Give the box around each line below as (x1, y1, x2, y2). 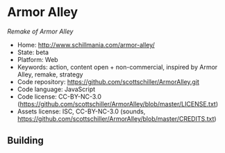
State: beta (17, 48, 49, 56)
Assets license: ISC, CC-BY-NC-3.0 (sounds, (17, 107, 146, 115)
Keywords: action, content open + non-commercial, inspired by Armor (17, 63, 218, 71)
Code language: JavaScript (17, 85, 96, 93)
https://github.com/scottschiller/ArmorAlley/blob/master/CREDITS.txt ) (17, 114, 217, 122)
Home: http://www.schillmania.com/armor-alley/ (17, 40, 155, 49)
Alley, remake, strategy (17, 70, 83, 79)
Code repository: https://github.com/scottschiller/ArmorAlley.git (17, 77, 200, 86)
